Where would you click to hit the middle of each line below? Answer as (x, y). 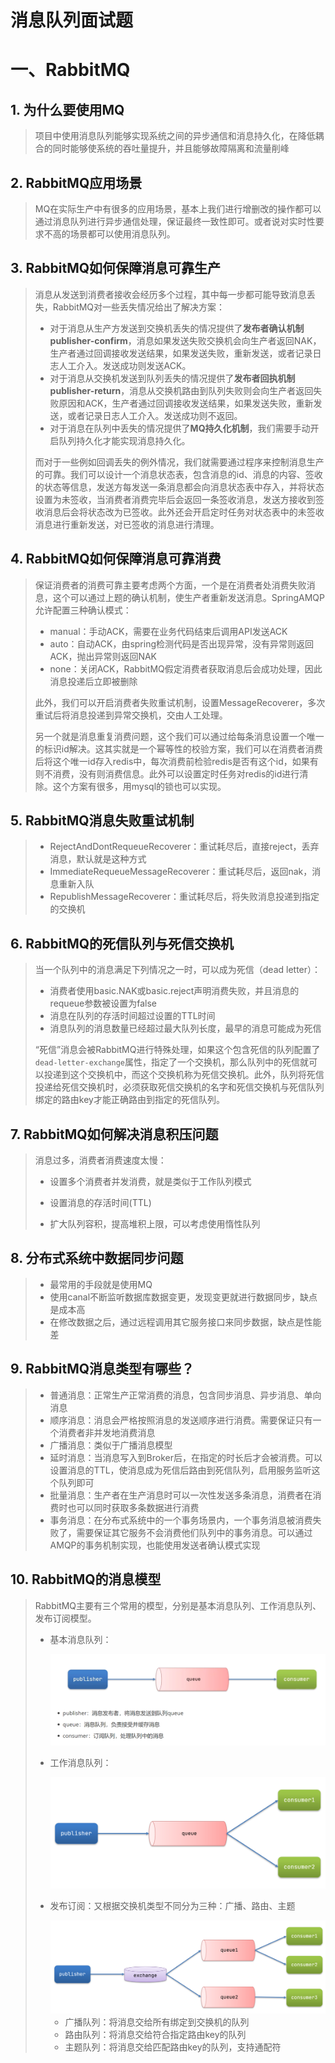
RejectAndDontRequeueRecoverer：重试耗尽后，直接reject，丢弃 (184, 847)
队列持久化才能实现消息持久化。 (124, 440)
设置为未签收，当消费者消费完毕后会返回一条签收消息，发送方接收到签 (179, 499)
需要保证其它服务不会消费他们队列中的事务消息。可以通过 (194, 1532)
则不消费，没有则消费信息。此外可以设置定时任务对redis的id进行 (167, 773)
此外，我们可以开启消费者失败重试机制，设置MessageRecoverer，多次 (180, 702)
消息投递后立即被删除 (93, 681)
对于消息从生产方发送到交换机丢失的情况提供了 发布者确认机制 (177, 328)
